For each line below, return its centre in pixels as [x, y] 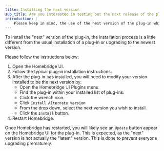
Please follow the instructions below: [42, 57]
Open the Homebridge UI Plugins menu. [60, 87]
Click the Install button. [44, 113]
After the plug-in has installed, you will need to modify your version [80, 77]
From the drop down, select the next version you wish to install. [83, 108]
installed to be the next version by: [47, 82]
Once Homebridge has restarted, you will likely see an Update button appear [81, 128]
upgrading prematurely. [29, 143]
